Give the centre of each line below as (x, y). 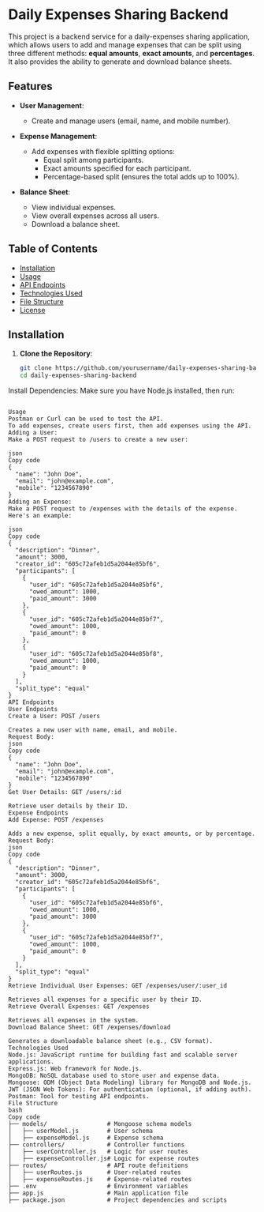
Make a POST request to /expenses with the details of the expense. (123, 509)
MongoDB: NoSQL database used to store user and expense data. (114, 1076)
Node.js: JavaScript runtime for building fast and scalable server (123, 1055)
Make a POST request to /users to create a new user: (99, 440)
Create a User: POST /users (54, 717)
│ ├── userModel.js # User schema (81, 1131)
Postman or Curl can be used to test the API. (86, 419)
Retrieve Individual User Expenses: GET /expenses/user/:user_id (117, 986)
